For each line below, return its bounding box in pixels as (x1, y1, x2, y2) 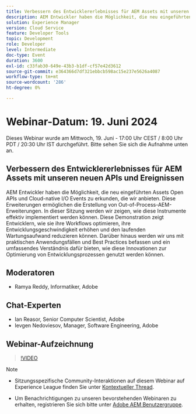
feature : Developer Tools (6, 30, 69, 36)
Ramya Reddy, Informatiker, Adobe (14, 283, 98, 290)
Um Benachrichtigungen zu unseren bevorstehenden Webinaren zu (14, 395, 177, 402)
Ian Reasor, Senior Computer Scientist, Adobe (14, 316, 125, 323)
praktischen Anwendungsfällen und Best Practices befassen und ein (6, 238, 170, 245)
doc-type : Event (6, 52, 45, 58)
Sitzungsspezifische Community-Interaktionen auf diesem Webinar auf (14, 377, 185, 384)
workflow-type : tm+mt (6, 74, 59, 80)
